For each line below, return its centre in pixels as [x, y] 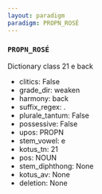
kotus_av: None [45, 174]
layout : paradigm [36, 16]
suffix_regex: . [42, 107]
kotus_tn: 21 [39, 149]
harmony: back [44, 98]
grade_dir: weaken [49, 90]
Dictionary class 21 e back [50, 66]
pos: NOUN [38, 157]
